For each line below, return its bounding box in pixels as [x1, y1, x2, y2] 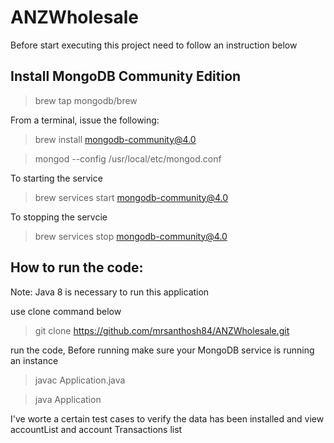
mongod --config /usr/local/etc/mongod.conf [34, 152, 222, 165]
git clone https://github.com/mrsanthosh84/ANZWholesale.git [34, 324, 290, 336]
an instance [10, 354, 59, 366]
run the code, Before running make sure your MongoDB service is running [10, 344, 315, 356]
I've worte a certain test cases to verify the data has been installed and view [10, 412, 325, 425]
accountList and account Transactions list [10, 423, 183, 435]
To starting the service [10, 172, 103, 184]
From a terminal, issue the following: [10, 114, 160, 126]
